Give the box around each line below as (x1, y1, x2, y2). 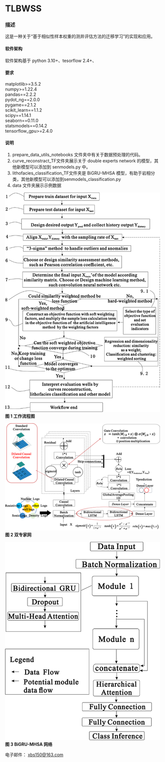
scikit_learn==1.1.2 (5, 107, 42, 113)
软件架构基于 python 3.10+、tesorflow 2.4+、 (5, 58, 97, 63)
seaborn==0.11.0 (5, 117, 39, 123)
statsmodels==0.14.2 (5, 122, 48, 128)
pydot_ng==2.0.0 (5, 96, 40, 102)
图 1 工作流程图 (5, 413, 35, 419)
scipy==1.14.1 (5, 112, 31, 118)
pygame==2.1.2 (5, 102, 36, 108)
